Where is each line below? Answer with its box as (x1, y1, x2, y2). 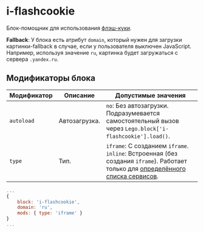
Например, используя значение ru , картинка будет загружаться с (6, 49, 178, 56)
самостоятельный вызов (106, 117, 179, 125)
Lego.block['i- (124, 125, 169, 132)
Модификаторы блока (6, 73, 96, 83)
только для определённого (106, 164, 186, 172)
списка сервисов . (106, 172, 159, 180)
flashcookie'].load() (106, 132, 169, 140)
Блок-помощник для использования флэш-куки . (6, 24, 132, 32)
